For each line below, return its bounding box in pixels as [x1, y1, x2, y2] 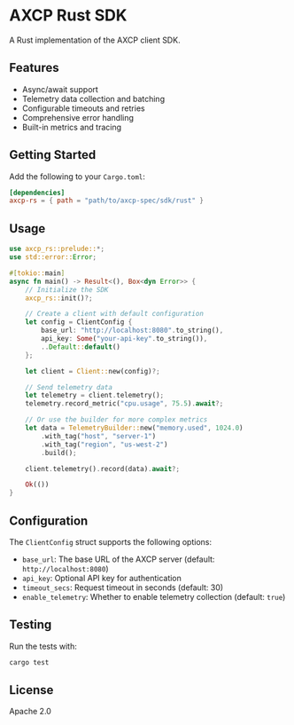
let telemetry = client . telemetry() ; [25, 391, 165, 400]
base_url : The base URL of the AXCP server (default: [21, 554, 215, 564]
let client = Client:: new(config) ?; [25, 366, 161, 375]
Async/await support [21, 83, 99, 94]
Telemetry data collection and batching [21, 93, 166, 104]
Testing [9, 618, 52, 633]
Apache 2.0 [9, 706, 51, 717]
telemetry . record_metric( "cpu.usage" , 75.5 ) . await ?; [25, 399, 224, 408]
